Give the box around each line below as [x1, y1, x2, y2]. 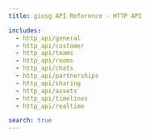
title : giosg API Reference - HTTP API [8, 11, 143, 20]
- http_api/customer [15, 41, 85, 49]
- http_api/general [15, 34, 81, 42]
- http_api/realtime [15, 102, 85, 110]
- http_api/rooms [15, 57, 74, 65]
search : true [8, 117, 52, 125]
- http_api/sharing [15, 79, 81, 88]
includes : [8, 26, 42, 35]
